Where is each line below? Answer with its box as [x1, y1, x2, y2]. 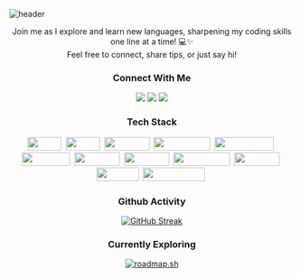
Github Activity [118, 195, 186, 208]
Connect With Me [112, 71, 192, 84]
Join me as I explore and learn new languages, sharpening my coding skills [12, 26, 292, 36]
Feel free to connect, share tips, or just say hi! [66, 50, 238, 60]
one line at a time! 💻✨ [109, 36, 194, 47]
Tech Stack [126, 116, 178, 128]
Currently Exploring [108, 237, 196, 250]
